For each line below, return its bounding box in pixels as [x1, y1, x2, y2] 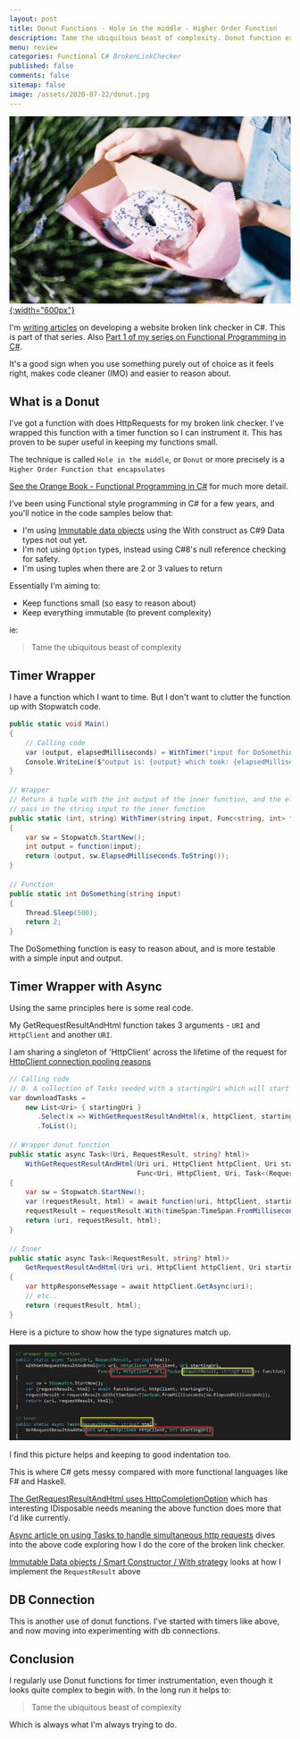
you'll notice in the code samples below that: [9, 508, 174, 519]
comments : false [9, 72, 70, 81]
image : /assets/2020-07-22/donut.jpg [9, 89, 150, 98]
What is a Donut [9, 394, 100, 409]
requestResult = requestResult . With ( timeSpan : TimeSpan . [25, 1207, 238, 1216]
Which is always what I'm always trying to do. [9, 1719, 177, 1730]
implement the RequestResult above [9, 1566, 141, 1577]
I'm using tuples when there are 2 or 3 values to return [21, 564, 223, 574]
